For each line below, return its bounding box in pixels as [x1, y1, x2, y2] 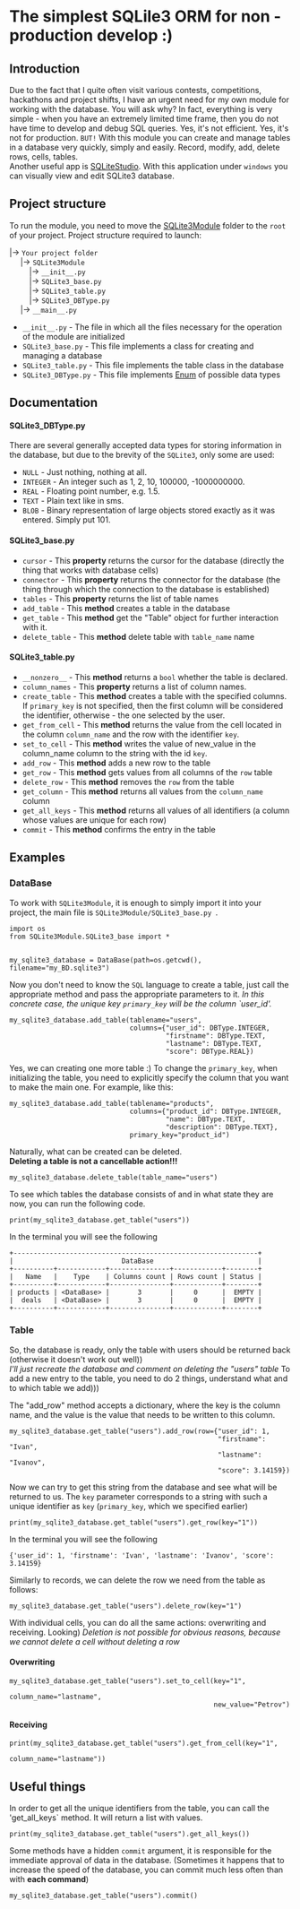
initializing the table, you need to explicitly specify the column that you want [9, 1072, 289, 1083]
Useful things [9, 1779, 87, 1794]
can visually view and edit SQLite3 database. [9, 170, 175, 181]
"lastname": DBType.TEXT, [165, 1039, 262, 1048]
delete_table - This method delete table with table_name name [21, 631, 255, 642]
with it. [21, 621, 47, 633]
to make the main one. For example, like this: [9, 1082, 174, 1093]
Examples [9, 850, 65, 866]
